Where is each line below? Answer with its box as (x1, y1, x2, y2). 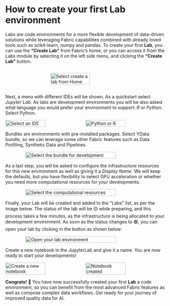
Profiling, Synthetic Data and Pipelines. (5, 142, 87, 148)
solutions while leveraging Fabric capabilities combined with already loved (5, 37, 161, 43)
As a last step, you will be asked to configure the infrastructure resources (5, 162, 159, 169)
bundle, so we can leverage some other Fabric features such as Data (5, 136, 150, 142)
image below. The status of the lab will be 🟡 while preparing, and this (5, 205, 151, 212)
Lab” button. (5, 58, 32, 64)
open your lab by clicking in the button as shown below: (5, 226, 122, 232)
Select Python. (5, 109, 36, 116)
